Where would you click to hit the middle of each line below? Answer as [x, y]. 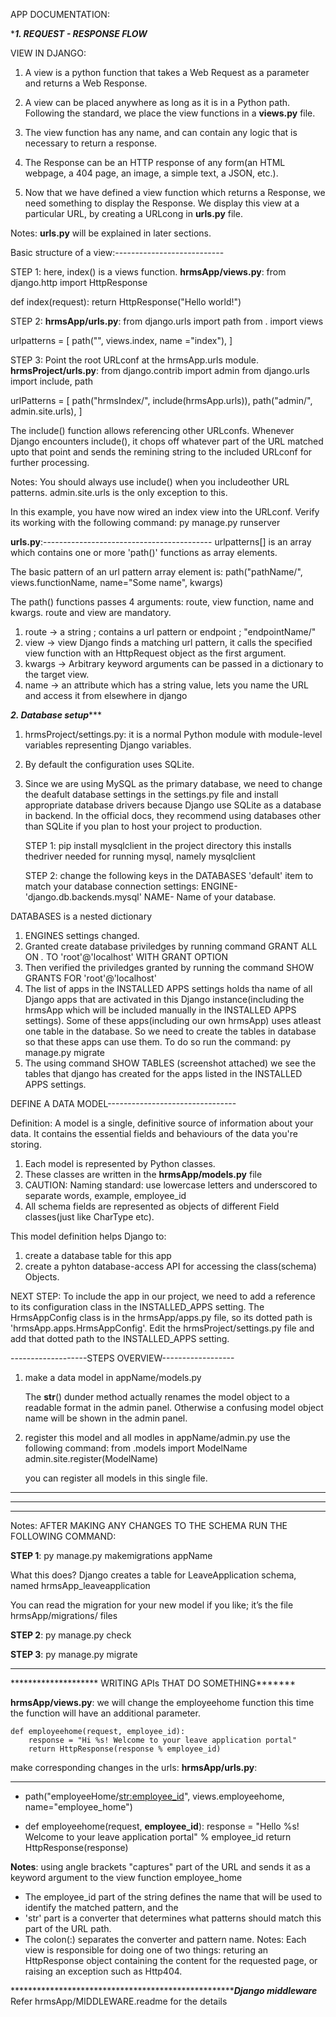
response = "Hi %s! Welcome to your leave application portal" [163, 1740]
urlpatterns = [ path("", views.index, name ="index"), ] [121, 340]
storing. [26, 1144]
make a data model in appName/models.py [113, 1377]
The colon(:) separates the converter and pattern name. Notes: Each [165, 1939]
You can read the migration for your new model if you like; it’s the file [152, 1605]
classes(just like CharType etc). [89, 1217]
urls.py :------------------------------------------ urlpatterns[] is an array [161, 542]
